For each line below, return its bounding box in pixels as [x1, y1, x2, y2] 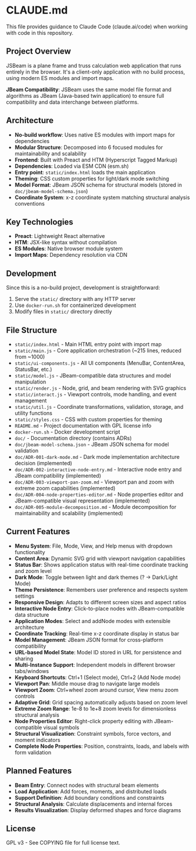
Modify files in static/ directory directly [14, 308, 112, 315]
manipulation [14, 378, 46, 385]
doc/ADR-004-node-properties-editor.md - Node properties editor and [14, 491, 184, 498]
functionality [14, 548, 45, 555]
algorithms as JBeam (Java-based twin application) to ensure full [6, 92, 165, 99]
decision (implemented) [14, 460, 72, 466]
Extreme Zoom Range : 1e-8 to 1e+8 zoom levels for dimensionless [14, 705, 177, 712]
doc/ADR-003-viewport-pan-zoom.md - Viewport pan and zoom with [14, 478, 175, 485]
